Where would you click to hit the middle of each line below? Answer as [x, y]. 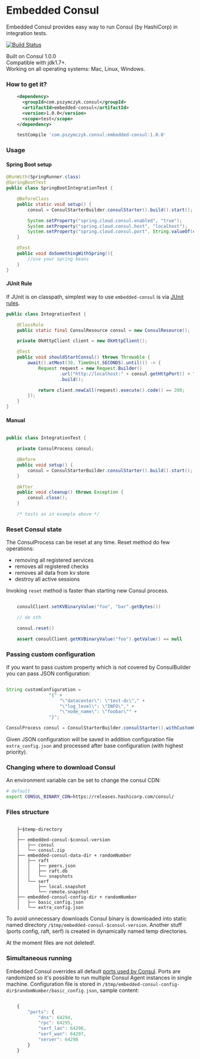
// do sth [29, 618]
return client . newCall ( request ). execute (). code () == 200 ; [111, 390]
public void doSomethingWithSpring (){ [65, 253]
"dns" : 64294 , [55, 1017]
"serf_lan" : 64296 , [62, 1029]
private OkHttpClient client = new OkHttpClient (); [82, 341]
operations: [20, 549]
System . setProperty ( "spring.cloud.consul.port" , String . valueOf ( [110, 232]
